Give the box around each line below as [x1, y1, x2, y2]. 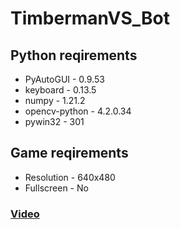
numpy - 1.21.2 [24, 95, 86, 106]
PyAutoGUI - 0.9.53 [24, 73, 105, 85]
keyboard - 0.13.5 [24, 84, 97, 96]
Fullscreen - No [24, 182, 89, 194]
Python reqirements [10, 47, 138, 64]
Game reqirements [10, 145, 129, 162]
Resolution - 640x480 [24, 171, 116, 183]
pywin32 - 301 [24, 116, 85, 127]
